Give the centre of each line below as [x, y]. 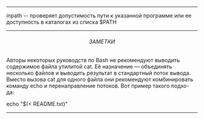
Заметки [102, 41]
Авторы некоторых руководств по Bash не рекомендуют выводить [93, 60]
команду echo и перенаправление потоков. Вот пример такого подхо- [98, 86]
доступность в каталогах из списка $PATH [62, 22]
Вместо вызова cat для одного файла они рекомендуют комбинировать [100, 80]
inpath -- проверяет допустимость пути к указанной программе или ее [99, 15]
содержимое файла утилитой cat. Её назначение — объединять [89, 66]
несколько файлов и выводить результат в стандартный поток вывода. [99, 73]
